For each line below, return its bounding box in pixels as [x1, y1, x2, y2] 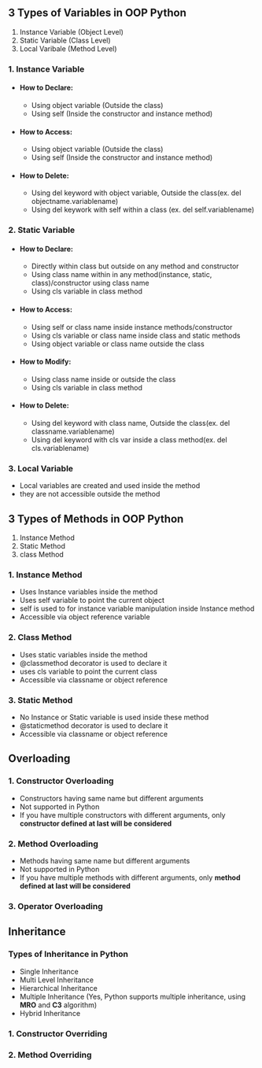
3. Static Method [8, 694, 73, 705]
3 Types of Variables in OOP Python [8, 6, 186, 20]
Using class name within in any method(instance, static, [31, 270, 212, 279]
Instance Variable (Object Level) [19, 27, 124, 36]
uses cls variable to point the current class [19, 667, 157, 676]
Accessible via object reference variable [19, 612, 151, 622]
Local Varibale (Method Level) [19, 43, 117, 54]
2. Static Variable [8, 224, 76, 235]
